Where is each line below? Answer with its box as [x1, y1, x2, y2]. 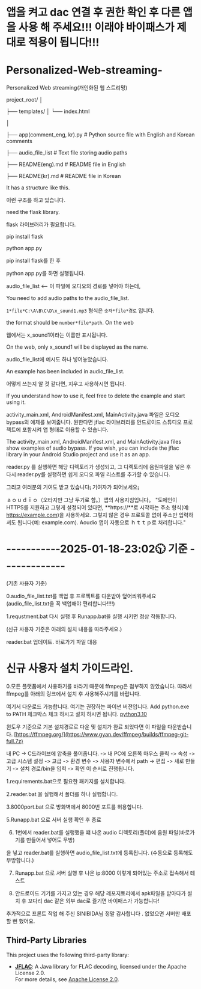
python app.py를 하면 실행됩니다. [6, 270, 85, 277]
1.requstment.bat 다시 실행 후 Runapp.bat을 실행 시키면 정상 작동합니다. [6, 613, 177, 620]
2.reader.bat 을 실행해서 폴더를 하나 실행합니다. [6, 791, 118, 797]
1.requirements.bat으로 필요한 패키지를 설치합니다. [6, 778, 126, 785]
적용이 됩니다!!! [28, 35, 100, 49]
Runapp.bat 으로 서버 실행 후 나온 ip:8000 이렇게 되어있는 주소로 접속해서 [14, 869, 189, 877]
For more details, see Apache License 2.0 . [14, 975, 119, 983]
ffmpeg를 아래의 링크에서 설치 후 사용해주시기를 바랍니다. [6, 690, 141, 697]
